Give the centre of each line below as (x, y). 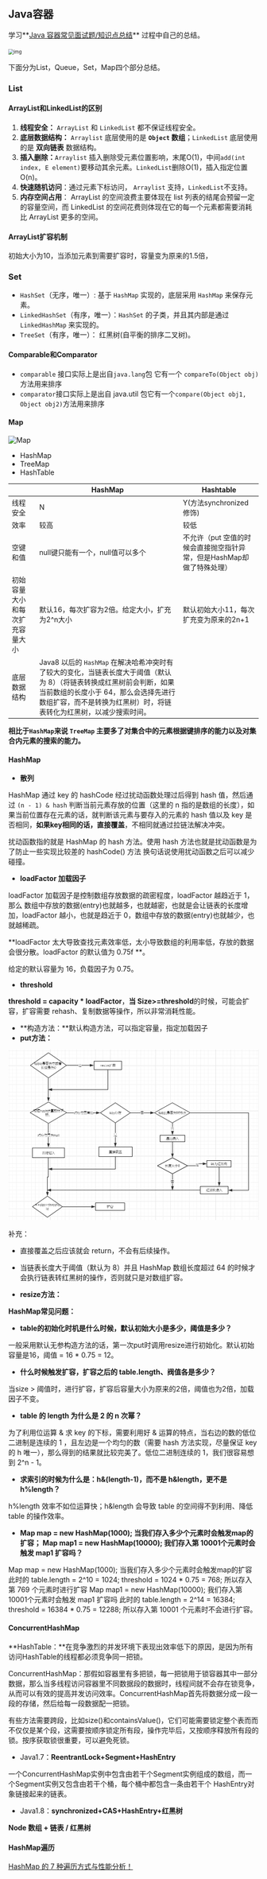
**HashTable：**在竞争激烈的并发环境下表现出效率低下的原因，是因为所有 (131, 1647)
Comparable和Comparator (53, 355)
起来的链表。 (50, 1794)
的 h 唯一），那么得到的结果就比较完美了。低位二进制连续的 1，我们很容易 (128, 1452)
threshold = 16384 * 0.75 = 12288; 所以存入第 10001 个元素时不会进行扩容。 (133, 1609)
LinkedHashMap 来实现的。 (61, 325)
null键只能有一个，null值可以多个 (93, 553)
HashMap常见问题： (42, 1311)
